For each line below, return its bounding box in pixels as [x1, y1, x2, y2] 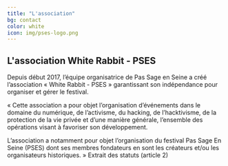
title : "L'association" [7, 10, 76, 17]
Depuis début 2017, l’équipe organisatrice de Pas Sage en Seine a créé [7, 73, 207, 81]
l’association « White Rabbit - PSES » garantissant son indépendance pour [7, 81, 218, 89]
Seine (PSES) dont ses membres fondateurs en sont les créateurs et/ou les [7, 144, 219, 152]
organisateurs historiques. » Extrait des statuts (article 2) [7, 151, 169, 159]
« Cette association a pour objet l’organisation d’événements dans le [7, 101, 201, 110]
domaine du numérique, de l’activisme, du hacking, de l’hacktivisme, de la [7, 108, 217, 117]
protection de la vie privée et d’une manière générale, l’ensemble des [7, 116, 203, 124]
